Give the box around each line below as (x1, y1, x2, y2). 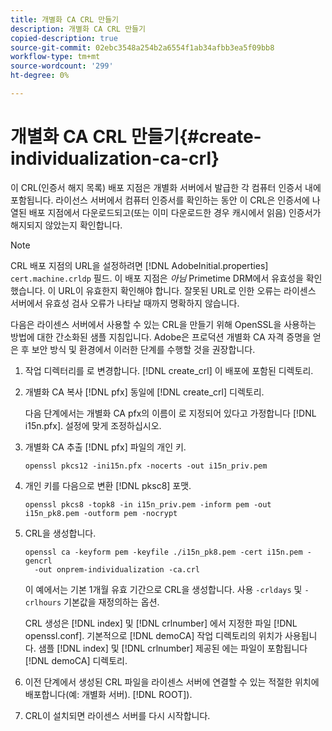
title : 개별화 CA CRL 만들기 (10, 14, 120, 25)
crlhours (24, 597, 62, 608)
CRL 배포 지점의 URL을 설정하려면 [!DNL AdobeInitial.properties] (10, 259, 269, 271)
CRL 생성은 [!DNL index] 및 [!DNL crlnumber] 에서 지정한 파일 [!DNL (24, 617, 298, 629)
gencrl (24, 556, 53, 566)
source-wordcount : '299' (10, 61, 114, 71)
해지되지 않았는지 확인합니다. (10, 219, 123, 231)
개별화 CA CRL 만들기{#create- (10, 126, 262, 148)
